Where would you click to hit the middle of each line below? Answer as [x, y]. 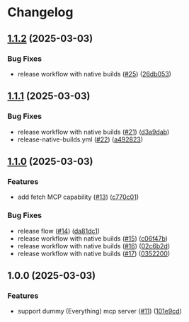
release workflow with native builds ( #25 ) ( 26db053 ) [94, 74]
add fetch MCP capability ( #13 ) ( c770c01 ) [78, 197]
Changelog [40, 12]
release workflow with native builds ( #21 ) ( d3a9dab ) [93, 132]
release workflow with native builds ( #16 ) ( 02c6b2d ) [94, 246]
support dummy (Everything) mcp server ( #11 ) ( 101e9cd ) [100, 311]
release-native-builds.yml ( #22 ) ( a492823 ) [80, 139]
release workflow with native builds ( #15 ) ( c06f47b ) [93, 238]
